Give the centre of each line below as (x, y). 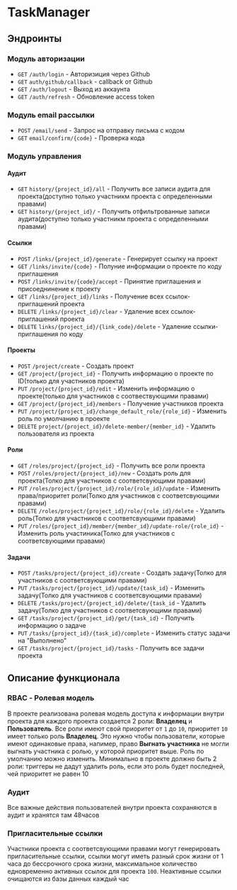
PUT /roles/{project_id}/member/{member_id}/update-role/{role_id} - (121, 526)
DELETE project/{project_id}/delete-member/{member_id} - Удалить (116, 426)
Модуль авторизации (46, 59)
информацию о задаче (52, 626)
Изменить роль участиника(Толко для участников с (96, 533)
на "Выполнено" (42, 641)
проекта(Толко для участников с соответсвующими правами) (112, 480)
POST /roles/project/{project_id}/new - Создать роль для (104, 473)
